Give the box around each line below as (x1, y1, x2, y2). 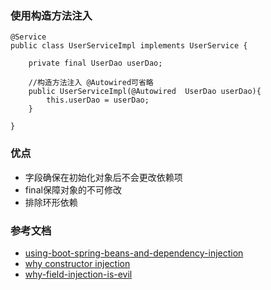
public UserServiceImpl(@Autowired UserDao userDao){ (28, 87, 262, 97)
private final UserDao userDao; (28, 58, 163, 69)
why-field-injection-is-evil (24, 268, 133, 280)
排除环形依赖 (24, 196, 78, 208)
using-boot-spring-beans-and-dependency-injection (24, 247, 244, 259)
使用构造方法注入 (10, 8, 93, 22)
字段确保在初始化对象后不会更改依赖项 (24, 171, 183, 183)
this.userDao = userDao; (46, 95, 150, 106)
